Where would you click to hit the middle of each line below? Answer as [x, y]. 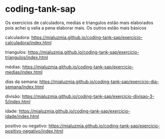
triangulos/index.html [27, 57]
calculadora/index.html [28, 42]
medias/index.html [24, 72]
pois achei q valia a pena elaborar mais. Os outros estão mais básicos [76, 28]
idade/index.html [22, 116]
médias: [13, 67]
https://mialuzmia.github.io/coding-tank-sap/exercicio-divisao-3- [88, 96]
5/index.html [18, 101]
